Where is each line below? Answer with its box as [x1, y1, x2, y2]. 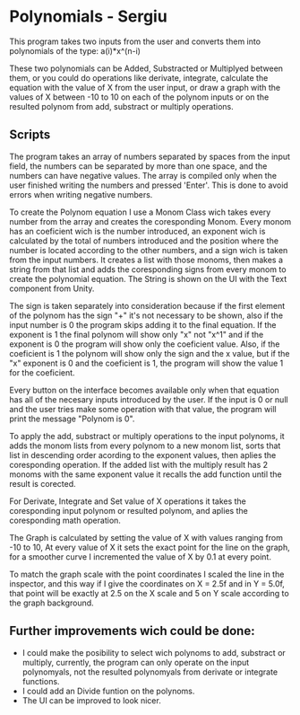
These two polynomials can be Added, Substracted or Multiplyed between [9, 63, 284, 74]
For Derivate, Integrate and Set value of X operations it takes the [9, 496, 246, 507]
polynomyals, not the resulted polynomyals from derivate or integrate [21, 666, 279, 677]
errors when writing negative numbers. [9, 189, 153, 199]
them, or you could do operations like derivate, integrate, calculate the [9, 72, 269, 83]
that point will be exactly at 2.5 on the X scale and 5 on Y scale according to [9, 587, 289, 598]
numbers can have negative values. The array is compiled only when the [9, 170, 278, 181]
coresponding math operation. [9, 515, 121, 525]
